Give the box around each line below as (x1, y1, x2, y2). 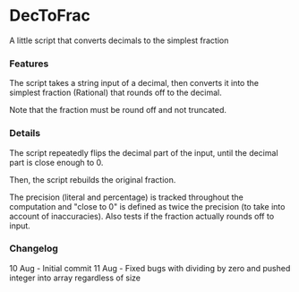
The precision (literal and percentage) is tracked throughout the (9, 192, 244, 202)
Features (9, 57, 49, 70)
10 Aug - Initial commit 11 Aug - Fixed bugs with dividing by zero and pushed (9, 262, 291, 273)
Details (9, 127, 41, 140)
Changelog (9, 243, 58, 255)
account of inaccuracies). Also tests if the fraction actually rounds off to (9, 210, 275, 221)
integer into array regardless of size (9, 272, 141, 283)
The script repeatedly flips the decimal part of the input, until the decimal (9, 147, 279, 158)
